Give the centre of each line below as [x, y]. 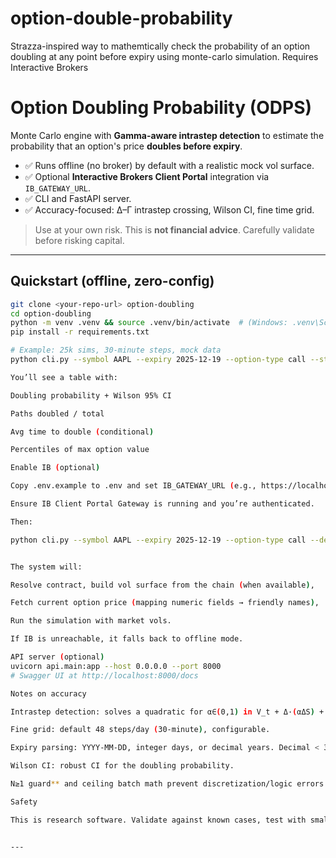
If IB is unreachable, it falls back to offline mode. [127, 639]
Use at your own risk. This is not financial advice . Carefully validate [174, 229]
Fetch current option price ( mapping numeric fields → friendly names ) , [165, 603]
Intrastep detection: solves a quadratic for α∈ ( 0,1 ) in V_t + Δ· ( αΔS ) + [167, 712]
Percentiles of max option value [80, 450]
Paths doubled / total [57, 413]
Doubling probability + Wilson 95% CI [91, 395]
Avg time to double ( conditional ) [82, 432]
